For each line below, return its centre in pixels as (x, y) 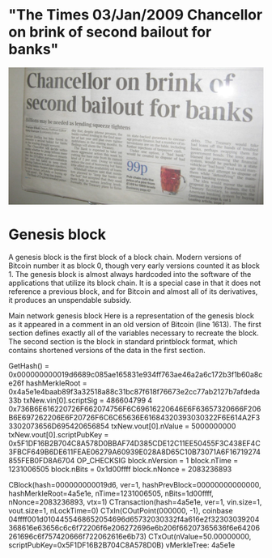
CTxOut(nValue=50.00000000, (200, 537)
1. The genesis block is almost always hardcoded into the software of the (130, 275)
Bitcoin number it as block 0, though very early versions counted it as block (134, 266)
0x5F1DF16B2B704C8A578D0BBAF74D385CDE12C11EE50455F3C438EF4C (134, 444)
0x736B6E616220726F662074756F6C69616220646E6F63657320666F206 (135, 409)
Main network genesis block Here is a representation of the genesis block (132, 316)
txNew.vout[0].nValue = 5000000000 (174, 426)
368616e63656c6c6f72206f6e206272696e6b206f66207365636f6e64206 (134, 528)
